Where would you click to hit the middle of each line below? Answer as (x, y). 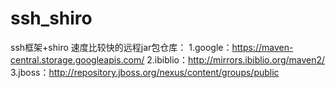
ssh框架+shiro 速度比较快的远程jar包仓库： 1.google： (121, 47)
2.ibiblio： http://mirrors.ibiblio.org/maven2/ (236, 59)
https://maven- (262, 47)
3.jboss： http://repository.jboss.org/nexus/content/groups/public (145, 72)
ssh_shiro (51, 18)
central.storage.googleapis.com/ (77, 59)
